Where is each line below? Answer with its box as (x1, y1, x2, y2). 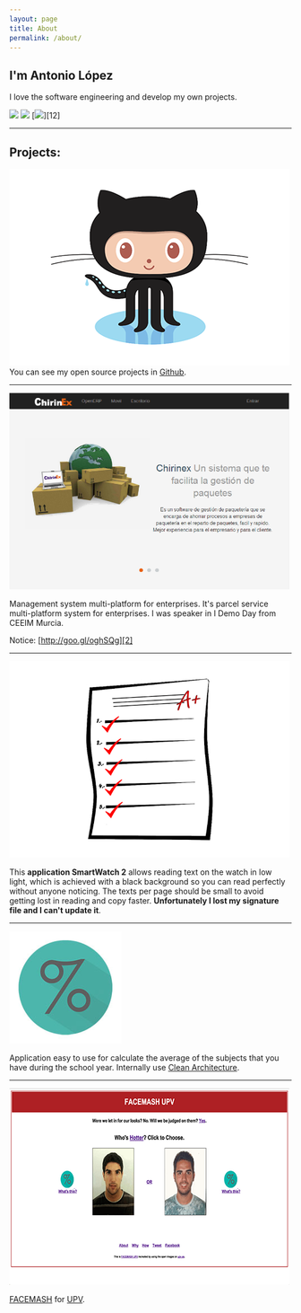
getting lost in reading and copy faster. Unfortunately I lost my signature (9, 895, 279, 906)
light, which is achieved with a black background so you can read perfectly (9, 877, 286, 886)
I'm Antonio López (9, 67, 114, 83)
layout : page (9, 14, 58, 23)
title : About (9, 23, 58, 33)
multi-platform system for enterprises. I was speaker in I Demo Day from (9, 608, 276, 619)
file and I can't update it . (9, 905, 101, 915)
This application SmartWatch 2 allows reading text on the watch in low (9, 867, 272, 877)
